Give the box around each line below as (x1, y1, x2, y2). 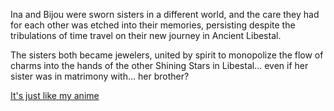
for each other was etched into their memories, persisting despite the (10, 19, 296, 31)
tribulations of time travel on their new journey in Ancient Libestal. (10, 30, 282, 41)
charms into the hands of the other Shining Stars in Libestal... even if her (10, 60, 309, 71)
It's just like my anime (10, 90, 100, 101)
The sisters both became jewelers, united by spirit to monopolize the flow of (10, 49, 324, 61)
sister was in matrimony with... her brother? (10, 70, 190, 82)
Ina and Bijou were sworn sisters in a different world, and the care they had (10, 9, 320, 20)
